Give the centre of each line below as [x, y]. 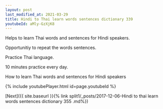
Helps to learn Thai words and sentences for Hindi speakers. [67, 38]
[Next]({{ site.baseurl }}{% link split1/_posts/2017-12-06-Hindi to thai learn [82, 96]
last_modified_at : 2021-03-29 [37, 14]
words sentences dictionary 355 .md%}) [47, 101]
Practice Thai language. [29, 57]
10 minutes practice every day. [37, 67]
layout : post [19, 10]
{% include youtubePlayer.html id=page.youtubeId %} [61, 86]
